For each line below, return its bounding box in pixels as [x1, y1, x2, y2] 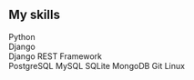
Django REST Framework [8, 50, 102, 62]
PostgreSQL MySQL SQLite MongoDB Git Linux [8, 60, 186, 71]
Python [8, 31, 36, 42]
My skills [8, 7, 61, 23]
